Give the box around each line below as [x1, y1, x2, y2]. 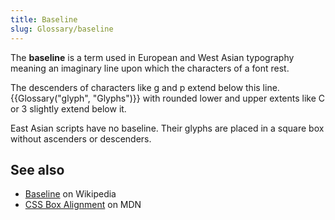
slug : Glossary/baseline [10, 24, 114, 34]
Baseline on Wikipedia [24, 188, 117, 200]
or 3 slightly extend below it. [10, 102, 127, 115]
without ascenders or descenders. [10, 132, 152, 145]
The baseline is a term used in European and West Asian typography [10, 51, 295, 63]
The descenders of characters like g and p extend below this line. [10, 81, 280, 93]
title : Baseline [10, 14, 78, 25]
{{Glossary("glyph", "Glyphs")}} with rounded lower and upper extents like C [10, 92, 326, 104]
